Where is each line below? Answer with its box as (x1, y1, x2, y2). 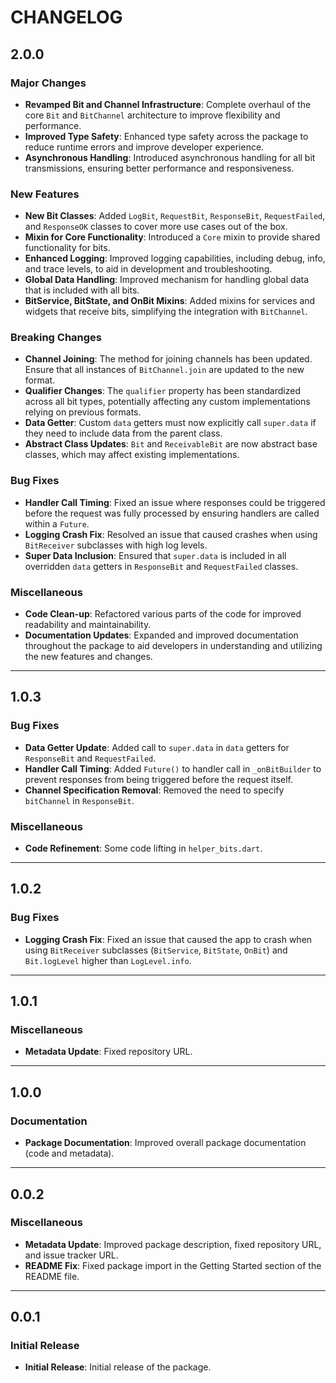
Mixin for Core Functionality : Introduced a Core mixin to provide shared (24, 231, 321, 243)
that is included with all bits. (24, 284, 140, 296)
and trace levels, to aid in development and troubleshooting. (24, 263, 273, 275)
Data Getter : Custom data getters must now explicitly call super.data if (24, 417, 317, 429)
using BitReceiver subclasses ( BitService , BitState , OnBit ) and (24, 944, 288, 956)
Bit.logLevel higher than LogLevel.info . (24, 954, 192, 966)
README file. (24, 1270, 80, 1282)
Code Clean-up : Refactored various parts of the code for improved (24, 608, 302, 620)
